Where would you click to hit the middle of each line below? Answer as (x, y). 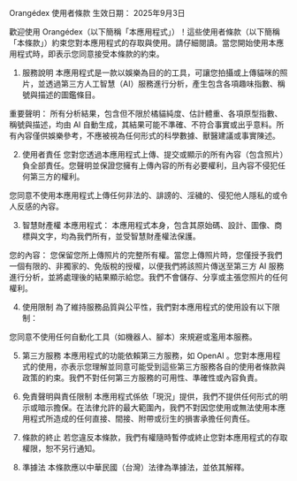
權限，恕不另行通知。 (61, 448)
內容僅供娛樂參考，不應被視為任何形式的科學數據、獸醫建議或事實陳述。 (148, 136)
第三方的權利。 (57, 176)
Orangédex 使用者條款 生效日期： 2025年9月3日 (97, 13)
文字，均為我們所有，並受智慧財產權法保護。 (119, 236)
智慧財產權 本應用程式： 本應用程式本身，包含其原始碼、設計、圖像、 (148, 225)
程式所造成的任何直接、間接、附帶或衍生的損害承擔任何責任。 (142, 419)
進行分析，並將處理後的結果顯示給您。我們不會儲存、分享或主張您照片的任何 (148, 277)
